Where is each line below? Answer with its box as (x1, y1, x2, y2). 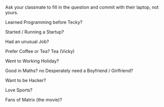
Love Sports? (5, 87, 33, 93)
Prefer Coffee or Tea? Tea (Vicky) (5, 48, 75, 54)
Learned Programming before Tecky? (5, 19, 83, 25)
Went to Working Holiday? (5, 58, 59, 64)
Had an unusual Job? (5, 38, 49, 44)
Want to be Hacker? (5, 77, 46, 83)
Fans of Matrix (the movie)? (5, 97, 62, 102)
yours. (5, 9, 19, 15)
